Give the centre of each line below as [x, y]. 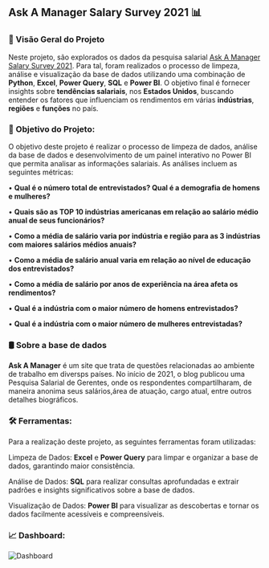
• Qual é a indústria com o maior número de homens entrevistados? [123, 308]
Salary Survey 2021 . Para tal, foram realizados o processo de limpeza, [124, 65]
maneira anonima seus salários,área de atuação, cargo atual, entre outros [130, 391]
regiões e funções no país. [53, 108]
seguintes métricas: [41, 172]
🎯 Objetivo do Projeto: [52, 129]
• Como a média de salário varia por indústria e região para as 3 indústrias [134, 235]
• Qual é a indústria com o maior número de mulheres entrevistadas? [125, 324]
